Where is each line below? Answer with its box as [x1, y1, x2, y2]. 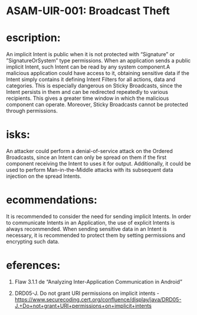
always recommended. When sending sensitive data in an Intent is [6, 226, 167, 232]
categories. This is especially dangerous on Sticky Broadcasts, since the [6, 82, 182, 89]
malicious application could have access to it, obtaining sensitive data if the [6, 70, 190, 77]
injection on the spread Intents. [6, 173, 81, 180]
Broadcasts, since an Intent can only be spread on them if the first [6, 154, 167, 161]
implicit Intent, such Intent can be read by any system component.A [6, 63, 170, 70]
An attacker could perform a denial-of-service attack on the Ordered [6, 148, 173, 155]
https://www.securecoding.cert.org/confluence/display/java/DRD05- [14, 295, 182, 303]
